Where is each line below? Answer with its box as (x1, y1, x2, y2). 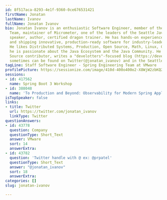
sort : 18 (9, 169, 28, 174)
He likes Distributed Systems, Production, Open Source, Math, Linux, (9, 44, 159, 49)
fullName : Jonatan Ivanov (5, 21, 59, 26)
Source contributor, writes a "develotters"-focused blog (9, 53, 133, 59)
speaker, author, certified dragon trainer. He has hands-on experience (9, 35, 164, 40)
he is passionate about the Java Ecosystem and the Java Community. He (9, 49, 162, 54)
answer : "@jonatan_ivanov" (9, 165, 66, 170)
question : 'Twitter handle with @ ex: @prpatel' (9, 155, 112, 160)
